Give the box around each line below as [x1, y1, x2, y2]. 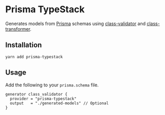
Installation [5, 41, 42, 50]
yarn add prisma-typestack [5, 54, 63, 59]
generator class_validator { [5, 91, 68, 97]
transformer [5, 26, 30, 32]
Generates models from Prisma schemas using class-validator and [5, 20, 146, 27]
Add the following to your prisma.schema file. [5, 82, 99, 88]
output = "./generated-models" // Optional [10, 101, 109, 106]
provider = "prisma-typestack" [10, 96, 77, 101]
